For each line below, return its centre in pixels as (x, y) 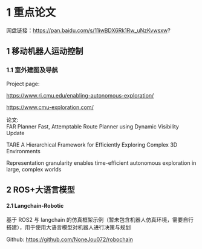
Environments (23, 151)
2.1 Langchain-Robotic (35, 205)
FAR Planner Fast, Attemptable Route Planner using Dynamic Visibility (93, 126)
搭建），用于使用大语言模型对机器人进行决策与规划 (69, 227)
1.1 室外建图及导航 (32, 70)
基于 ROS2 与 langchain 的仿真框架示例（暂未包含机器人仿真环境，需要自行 (100, 220)
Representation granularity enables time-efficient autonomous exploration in (101, 163)
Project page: (23, 84)
